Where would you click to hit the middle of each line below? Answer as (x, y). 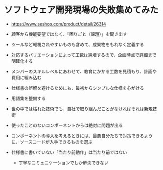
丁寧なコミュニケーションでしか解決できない (64, 163)
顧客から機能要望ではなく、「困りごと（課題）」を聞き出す (69, 34)
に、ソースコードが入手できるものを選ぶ (52, 142)
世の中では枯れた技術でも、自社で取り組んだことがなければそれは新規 (82, 109)
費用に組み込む (26, 77)
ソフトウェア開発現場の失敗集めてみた (81, 10)
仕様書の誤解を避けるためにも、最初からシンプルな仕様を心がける (78, 88)
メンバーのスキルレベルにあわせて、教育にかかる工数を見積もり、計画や (84, 71)
